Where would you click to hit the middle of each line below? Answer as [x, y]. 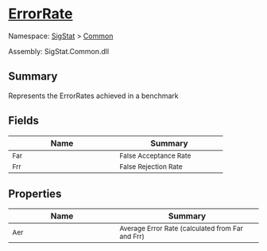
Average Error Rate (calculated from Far [182, 229]
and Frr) [132, 237]
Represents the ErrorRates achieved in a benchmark [93, 96]
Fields [24, 121]
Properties [35, 193]
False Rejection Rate [151, 167]
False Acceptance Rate [155, 155]
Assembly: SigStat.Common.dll [59, 51]
